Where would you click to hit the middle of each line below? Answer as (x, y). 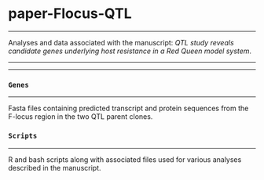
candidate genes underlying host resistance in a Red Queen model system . (130, 51)
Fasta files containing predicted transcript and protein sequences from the (128, 108)
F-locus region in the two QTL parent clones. (81, 117)
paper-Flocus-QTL (70, 14)
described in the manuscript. (55, 167)
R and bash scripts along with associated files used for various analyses (125, 159)
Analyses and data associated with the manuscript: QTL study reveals (121, 42)
